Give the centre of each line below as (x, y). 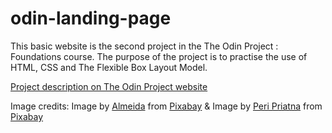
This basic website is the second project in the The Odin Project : (144, 46)
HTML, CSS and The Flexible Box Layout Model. (109, 67)
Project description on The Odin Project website (109, 86)
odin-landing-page (91, 18)
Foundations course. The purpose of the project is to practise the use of (159, 56)
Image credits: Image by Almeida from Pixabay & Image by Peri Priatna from (166, 106)
